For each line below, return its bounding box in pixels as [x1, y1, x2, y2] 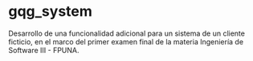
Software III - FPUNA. [8, 45, 80, 55]
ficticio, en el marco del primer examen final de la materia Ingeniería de [8, 36, 243, 46]
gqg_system [8, 2, 92, 21]
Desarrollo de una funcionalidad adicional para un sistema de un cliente [8, 29, 245, 38]
